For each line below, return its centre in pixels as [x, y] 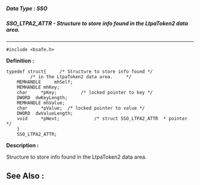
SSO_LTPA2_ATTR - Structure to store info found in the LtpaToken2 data [97, 23]
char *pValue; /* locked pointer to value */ [81, 108]
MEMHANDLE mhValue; [41, 103]
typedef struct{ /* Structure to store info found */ [79, 72]
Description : [23, 146]
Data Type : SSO [27, 8]
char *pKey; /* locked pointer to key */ [85, 92]
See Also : [25, 176]
